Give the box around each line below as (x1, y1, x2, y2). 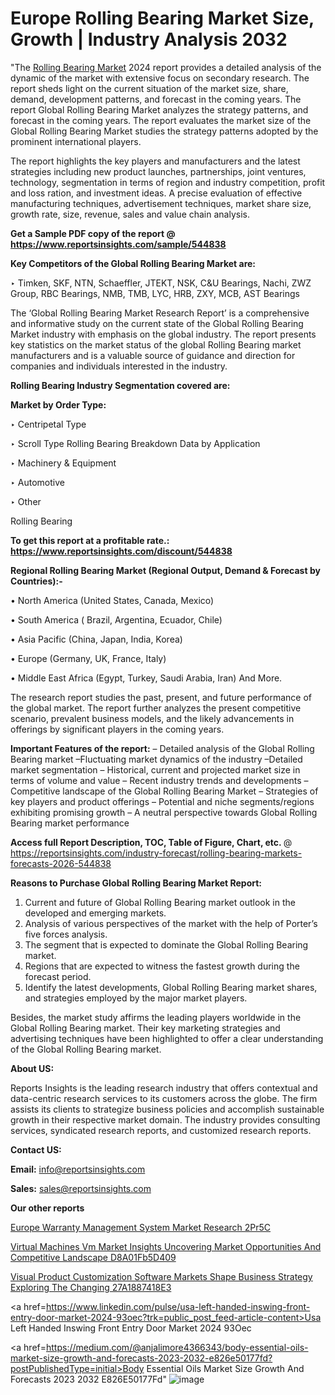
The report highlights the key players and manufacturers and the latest (10, 155, 301, 167)
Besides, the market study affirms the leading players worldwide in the (10, 1011, 302, 1023)
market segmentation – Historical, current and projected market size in (10, 763, 301, 776)
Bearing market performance (10, 817, 130, 829)
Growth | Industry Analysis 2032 (10, 28, 288, 51)
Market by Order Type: (10, 398, 107, 411)
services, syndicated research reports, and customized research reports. (10, 1124, 312, 1136)
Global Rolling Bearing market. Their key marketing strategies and (10, 1022, 281, 1034)
